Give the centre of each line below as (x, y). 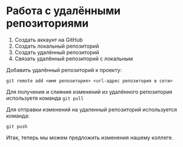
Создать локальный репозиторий (57, 46)
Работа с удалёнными (63, 11)
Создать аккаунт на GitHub (49, 40)
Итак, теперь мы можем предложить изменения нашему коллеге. (90, 138)
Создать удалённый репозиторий (57, 52)
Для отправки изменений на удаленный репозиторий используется (91, 109)
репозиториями (47, 23)
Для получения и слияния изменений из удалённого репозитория (89, 92)
